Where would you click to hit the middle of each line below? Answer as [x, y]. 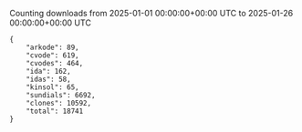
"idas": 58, [48, 79]
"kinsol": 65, [52, 87]
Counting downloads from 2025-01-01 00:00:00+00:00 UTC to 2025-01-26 [151, 13]
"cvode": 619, [52, 56]
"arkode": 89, [52, 47]
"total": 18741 [55, 111]
